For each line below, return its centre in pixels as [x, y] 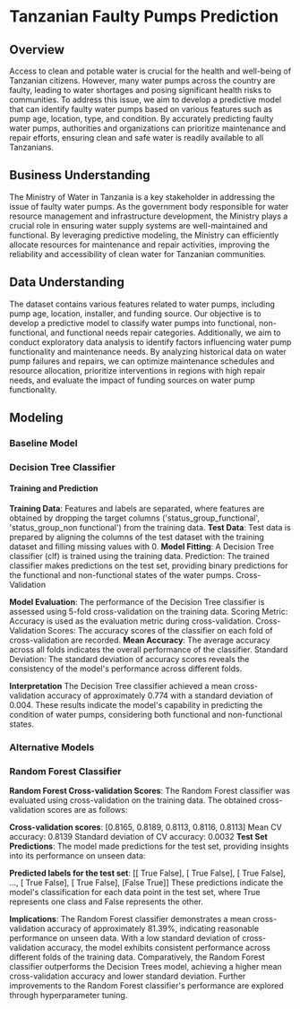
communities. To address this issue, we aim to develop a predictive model [146, 99]
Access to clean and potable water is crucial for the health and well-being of [150, 71]
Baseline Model [43, 443]
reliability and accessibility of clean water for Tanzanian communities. [138, 254]
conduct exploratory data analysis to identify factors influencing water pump [150, 341]
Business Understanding [80, 175]
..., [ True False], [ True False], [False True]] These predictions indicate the [146, 883]
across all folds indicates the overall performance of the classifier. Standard [149, 650]
